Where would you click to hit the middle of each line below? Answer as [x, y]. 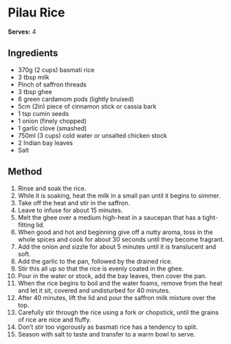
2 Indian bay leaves [45, 143]
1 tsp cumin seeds [43, 113]
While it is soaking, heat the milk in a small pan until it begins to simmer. [119, 195]
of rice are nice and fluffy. [54, 319]
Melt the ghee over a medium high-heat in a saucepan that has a [109, 217]
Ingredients [33, 53]
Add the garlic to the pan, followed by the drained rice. [95, 261]
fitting [26, 225]
